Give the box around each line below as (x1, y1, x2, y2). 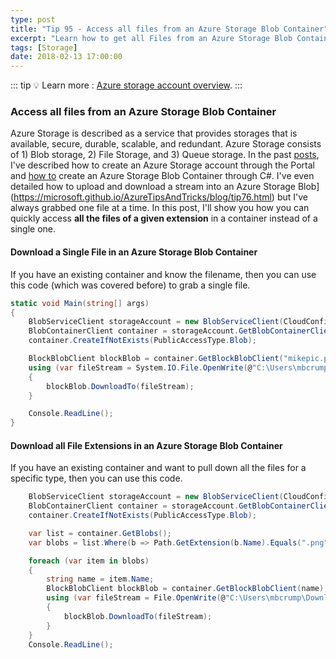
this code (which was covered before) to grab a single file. (10, 279, 251, 291)
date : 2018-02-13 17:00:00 (10, 52, 123, 62)
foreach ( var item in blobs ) (28, 556, 150, 566)
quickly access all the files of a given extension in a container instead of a (10, 212, 318, 225)
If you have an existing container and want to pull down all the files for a (10, 462, 307, 474)
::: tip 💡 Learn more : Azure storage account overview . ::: (10, 79, 243, 91)
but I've (276, 191, 308, 203)
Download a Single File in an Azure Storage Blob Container (10, 246, 258, 258)
